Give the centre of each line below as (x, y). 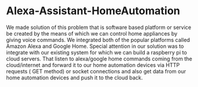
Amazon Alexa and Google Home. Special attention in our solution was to (95, 46)
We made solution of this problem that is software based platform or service (99, 27)
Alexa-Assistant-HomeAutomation (93, 11)
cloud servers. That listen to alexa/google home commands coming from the (99, 59)
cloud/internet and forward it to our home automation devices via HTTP (93, 65)
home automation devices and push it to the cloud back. (74, 78)
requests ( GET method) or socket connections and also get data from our (96, 71)
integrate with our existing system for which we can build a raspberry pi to (97, 52)
